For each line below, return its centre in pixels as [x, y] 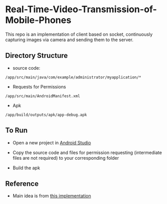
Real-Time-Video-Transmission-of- [81, 9]
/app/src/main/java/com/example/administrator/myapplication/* [73, 77]
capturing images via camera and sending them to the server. [69, 40]
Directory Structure [37, 56]
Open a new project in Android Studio [52, 142]
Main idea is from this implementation [52, 196]
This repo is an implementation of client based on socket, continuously [79, 34]
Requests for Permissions [39, 86]
